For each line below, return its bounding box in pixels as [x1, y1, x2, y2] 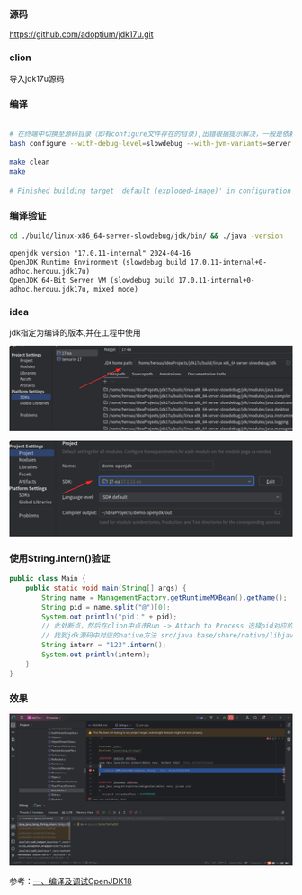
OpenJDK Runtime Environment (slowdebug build [9, 258, 187, 267]
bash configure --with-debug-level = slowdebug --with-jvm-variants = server [9, 139, 292, 148]
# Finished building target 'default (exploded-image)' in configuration [9, 186, 292, 195]
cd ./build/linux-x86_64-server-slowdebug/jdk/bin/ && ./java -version [9, 231, 283, 240]
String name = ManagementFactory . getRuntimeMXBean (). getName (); [41, 592, 288, 602]
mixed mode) [93, 285, 139, 294]
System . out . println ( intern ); [41, 650, 151, 659]
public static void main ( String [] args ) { [25, 583, 187, 592]
